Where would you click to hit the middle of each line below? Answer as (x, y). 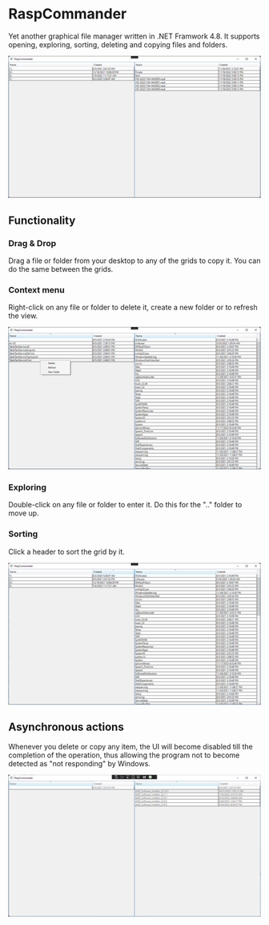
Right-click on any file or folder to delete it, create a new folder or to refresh (133, 307)
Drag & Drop (32, 243)
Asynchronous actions (66, 727)
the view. (23, 316)
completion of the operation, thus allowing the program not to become (124, 755)
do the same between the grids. (61, 269)
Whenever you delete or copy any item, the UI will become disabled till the (131, 746)
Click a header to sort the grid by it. (67, 551)
